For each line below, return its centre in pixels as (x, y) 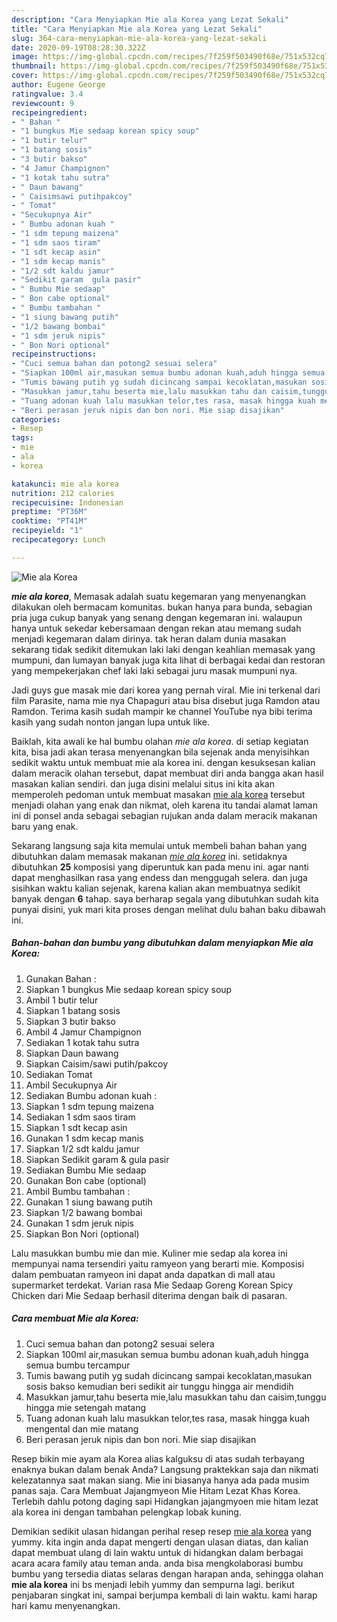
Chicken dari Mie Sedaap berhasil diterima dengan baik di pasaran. (149, 1295)
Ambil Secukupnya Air (71, 1085)
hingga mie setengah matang (86, 1407)
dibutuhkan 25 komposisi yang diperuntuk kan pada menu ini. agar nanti (160, 867)
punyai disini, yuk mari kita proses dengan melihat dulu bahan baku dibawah (168, 909)
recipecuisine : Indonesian (67, 502)
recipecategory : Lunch (58, 540)
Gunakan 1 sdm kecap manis (84, 1138)
